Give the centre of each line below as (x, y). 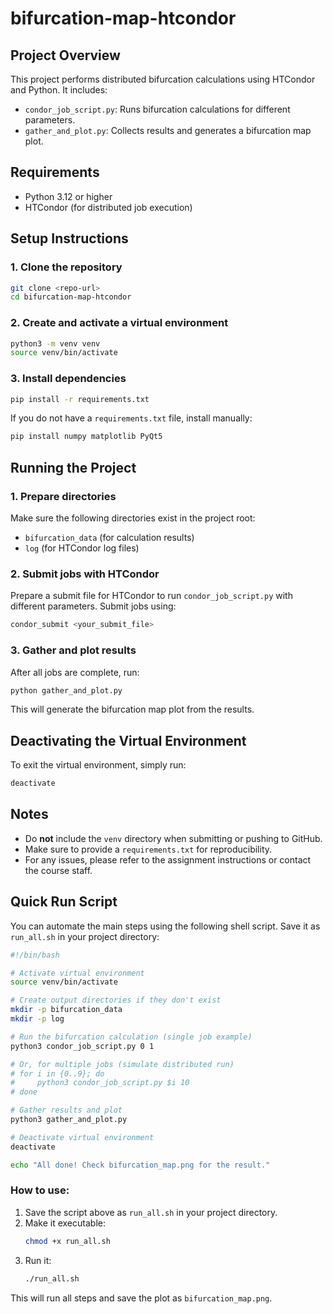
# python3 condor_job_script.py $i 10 (100, 1083)
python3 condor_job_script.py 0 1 (82, 1046)
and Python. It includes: (59, 90)
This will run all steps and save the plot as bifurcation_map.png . (141, 1298)
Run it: (38, 1260)
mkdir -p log (37, 1019)
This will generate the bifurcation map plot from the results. (132, 709)
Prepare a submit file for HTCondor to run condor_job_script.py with (151, 596)
